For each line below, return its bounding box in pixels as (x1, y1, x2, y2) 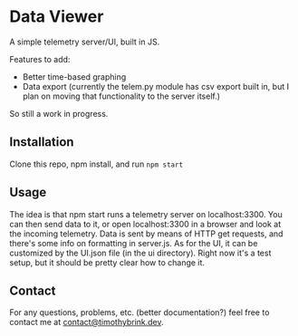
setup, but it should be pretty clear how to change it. (9, 256, 206, 268)
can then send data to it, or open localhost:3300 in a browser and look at (9, 218, 282, 229)
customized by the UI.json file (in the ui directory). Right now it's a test (9, 247, 272, 258)
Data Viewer (9, 6, 104, 27)
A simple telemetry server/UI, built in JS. (9, 36, 160, 47)
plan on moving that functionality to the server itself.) (22, 91, 220, 101)
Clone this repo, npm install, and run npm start (9, 158, 184, 169)
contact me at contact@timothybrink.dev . (9, 317, 165, 328)
